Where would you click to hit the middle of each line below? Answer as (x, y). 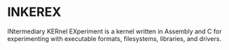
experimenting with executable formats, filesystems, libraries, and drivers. (115, 38)
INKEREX (34, 12)
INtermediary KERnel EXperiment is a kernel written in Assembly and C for (115, 31)
